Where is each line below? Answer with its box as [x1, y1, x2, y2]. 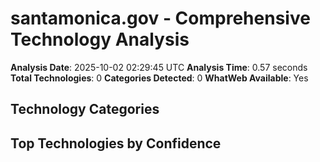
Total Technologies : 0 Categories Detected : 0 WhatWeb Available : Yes [10, 72, 309, 84]
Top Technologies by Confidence [10, 135, 222, 152]
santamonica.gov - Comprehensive [10, 7, 311, 30]
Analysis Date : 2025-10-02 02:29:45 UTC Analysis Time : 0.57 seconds [10, 61, 308, 73]
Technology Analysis [10, 28, 190, 51]
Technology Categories [10, 101, 160, 118]
